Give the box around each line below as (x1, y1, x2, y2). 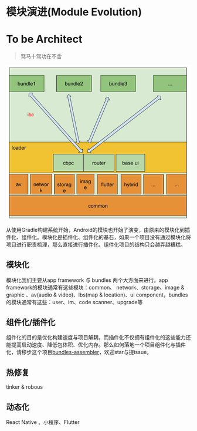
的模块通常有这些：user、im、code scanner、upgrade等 (6, 298, 143, 305)
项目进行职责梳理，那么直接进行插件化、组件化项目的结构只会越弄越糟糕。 (6, 241, 186, 248)
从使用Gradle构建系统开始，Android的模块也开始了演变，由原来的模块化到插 (6, 226, 191, 233)
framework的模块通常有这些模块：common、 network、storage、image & (6, 284, 185, 291)
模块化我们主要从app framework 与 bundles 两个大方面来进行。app (6, 277, 168, 284)
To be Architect (6, 33, 83, 46)
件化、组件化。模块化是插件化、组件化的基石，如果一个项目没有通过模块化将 (6, 233, 191, 241)
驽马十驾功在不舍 (20, 53, 62, 60)
